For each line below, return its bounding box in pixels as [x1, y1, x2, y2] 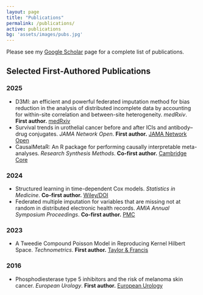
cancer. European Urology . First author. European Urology [15, 282, 163, 289]
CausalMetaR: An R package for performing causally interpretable [15, 143, 181, 150]
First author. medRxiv [15, 117, 71, 125]
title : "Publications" [6, 15, 64, 21]
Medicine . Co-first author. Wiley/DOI [15, 192, 109, 199]
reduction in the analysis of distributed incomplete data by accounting [15, 104, 191, 111]
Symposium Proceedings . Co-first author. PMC [15, 211, 135, 218]
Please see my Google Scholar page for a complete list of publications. [6, 48, 185, 55]
